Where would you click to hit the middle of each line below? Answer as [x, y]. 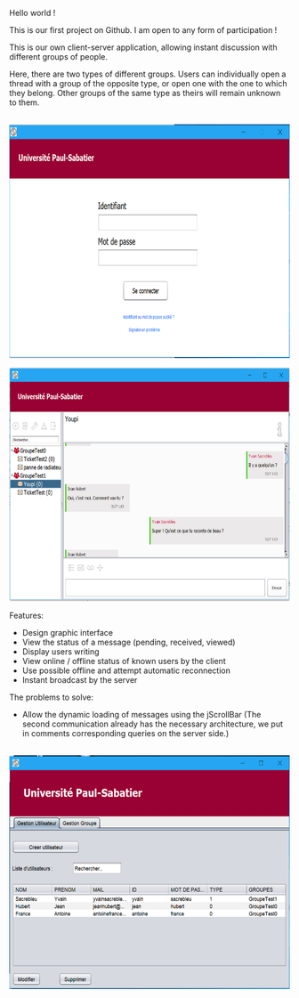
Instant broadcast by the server [80, 680]
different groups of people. [59, 57]
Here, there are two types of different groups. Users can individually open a [148, 74]
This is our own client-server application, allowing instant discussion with [143, 47]
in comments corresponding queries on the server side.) [125, 733]
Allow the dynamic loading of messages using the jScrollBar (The [141, 714]
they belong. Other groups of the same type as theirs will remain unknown [145, 93]
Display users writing [61, 652]
